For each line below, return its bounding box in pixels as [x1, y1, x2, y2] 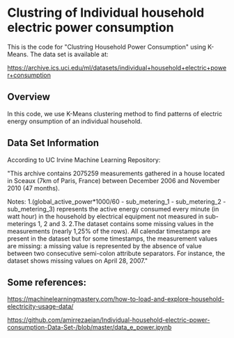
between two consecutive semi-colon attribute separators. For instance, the [7, 249, 226, 257]
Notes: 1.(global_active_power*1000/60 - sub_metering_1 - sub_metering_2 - [7, 197, 226, 206]
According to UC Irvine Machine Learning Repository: [7, 155, 161, 164]
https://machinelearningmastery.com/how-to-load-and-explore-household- [7, 295, 225, 303]
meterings [7, 219, 37, 227]
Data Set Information [7, 137, 100, 149]
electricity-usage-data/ [7, 303, 74, 311]
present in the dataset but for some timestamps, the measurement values [7, 234, 218, 243]
